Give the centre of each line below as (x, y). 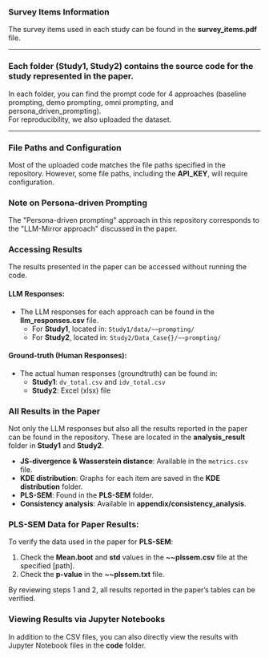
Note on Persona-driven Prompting (78, 203)
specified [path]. (47, 566)
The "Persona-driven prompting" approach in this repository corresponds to (134, 220)
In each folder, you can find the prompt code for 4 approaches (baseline (127, 94)
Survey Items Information (59, 12)
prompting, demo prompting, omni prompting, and (91, 102)
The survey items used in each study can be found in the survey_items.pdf (133, 30)
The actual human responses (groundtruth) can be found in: (118, 373)
